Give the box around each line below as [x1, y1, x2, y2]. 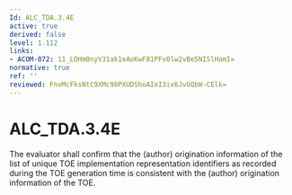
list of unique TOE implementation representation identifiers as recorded [9, 158, 277, 169]
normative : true [9, 64, 70, 73]
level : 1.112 [9, 38, 58, 48]
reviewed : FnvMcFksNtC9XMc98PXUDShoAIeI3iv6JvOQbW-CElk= [9, 80, 227, 89]
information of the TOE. [9, 177, 96, 188]
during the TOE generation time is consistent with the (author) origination [9, 167, 280, 178]
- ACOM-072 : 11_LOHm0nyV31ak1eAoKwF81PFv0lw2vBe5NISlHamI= [9, 55, 235, 64]
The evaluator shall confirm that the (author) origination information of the [9, 148, 283, 159]
